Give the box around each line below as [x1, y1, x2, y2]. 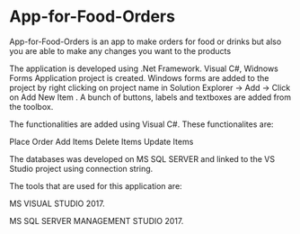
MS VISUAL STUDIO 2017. [9, 198, 105, 209]
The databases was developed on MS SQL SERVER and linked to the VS [9, 153, 276, 164]
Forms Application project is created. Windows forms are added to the [9, 72, 269, 83]
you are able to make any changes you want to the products [9, 45, 232, 56]
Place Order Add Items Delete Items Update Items [9, 136, 194, 147]
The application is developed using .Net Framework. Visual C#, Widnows [9, 63, 278, 74]
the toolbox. [9, 101, 54, 112]
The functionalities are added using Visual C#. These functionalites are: [9, 119, 274, 130]
